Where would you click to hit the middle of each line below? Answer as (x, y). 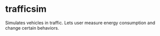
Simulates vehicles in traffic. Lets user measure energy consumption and (80, 23)
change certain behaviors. (32, 28)
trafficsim (26, 9)
